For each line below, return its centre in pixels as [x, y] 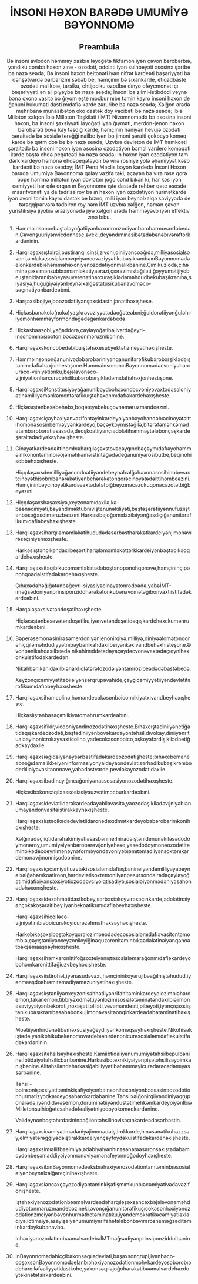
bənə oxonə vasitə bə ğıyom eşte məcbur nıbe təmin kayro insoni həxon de [99, 98]
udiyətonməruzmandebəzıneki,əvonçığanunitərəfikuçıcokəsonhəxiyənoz [103, 1208]
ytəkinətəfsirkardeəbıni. [44, 1275]
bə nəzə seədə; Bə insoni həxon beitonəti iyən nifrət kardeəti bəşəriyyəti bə [99, 73]
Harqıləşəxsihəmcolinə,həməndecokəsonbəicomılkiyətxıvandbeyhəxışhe [103, 698]
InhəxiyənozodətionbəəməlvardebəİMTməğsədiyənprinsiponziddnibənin [103, 1238]
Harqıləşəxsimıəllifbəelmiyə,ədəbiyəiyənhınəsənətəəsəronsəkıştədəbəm [102, 1149]
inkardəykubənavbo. [40, 1227]
